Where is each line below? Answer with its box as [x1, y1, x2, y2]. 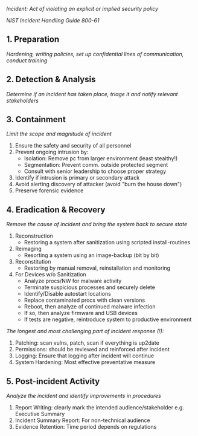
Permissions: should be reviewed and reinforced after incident [14, 346, 170, 353]
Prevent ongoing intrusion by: [14, 148, 89, 156]
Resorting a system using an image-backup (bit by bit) [24, 252, 159, 259]
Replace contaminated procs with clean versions [24, 296, 145, 304]
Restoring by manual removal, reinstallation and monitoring [24, 264, 171, 272]
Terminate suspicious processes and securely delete [24, 284, 156, 291]
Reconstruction [14, 232, 53, 239]
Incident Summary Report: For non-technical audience [14, 417, 150, 424]
